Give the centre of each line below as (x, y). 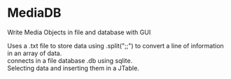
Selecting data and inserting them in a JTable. (73, 68)
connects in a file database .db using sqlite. (70, 60)
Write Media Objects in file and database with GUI (79, 32)
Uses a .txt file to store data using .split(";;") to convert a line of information (115, 45)
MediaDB (34, 13)
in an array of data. (35, 53)
